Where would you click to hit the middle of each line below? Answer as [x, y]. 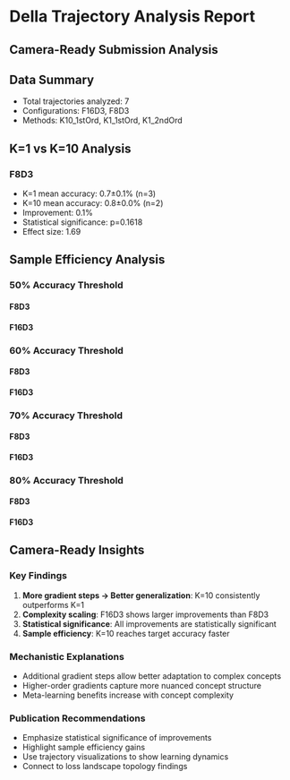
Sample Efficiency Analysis [87, 260]
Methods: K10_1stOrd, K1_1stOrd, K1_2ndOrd [102, 120]
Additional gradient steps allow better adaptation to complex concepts [152, 676]
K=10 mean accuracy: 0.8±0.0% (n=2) [93, 203]
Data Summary [52, 79]
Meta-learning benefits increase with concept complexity [128, 695]
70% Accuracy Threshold [66, 416]
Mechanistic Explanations [67, 656]
